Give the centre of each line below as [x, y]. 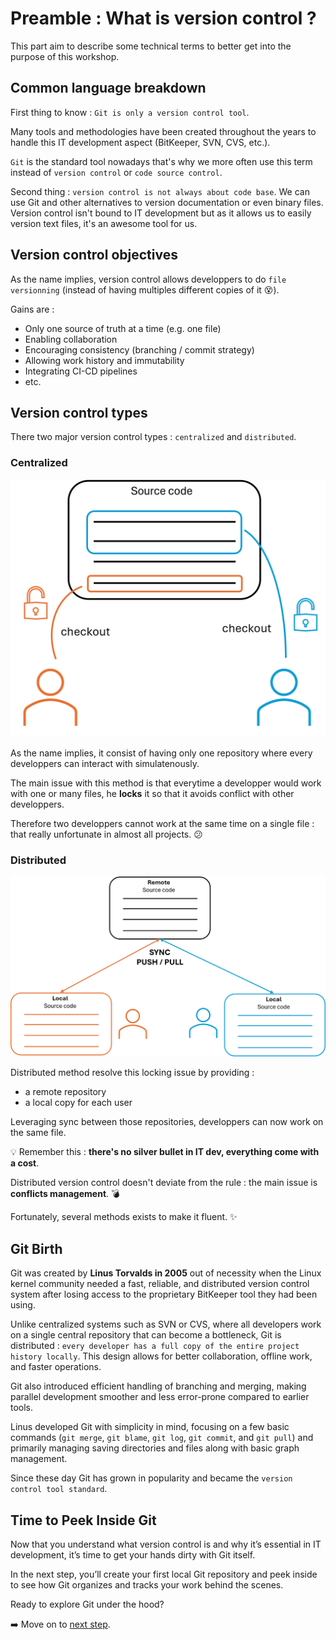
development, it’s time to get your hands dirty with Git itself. [133, 1554]
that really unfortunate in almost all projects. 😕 [106, 834]
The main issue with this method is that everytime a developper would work [166, 783]
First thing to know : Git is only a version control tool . [130, 112]
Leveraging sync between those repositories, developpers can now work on [167, 1122]
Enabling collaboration [71, 339]
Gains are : [32, 309]
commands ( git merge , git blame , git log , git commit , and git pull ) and [162, 1438]
